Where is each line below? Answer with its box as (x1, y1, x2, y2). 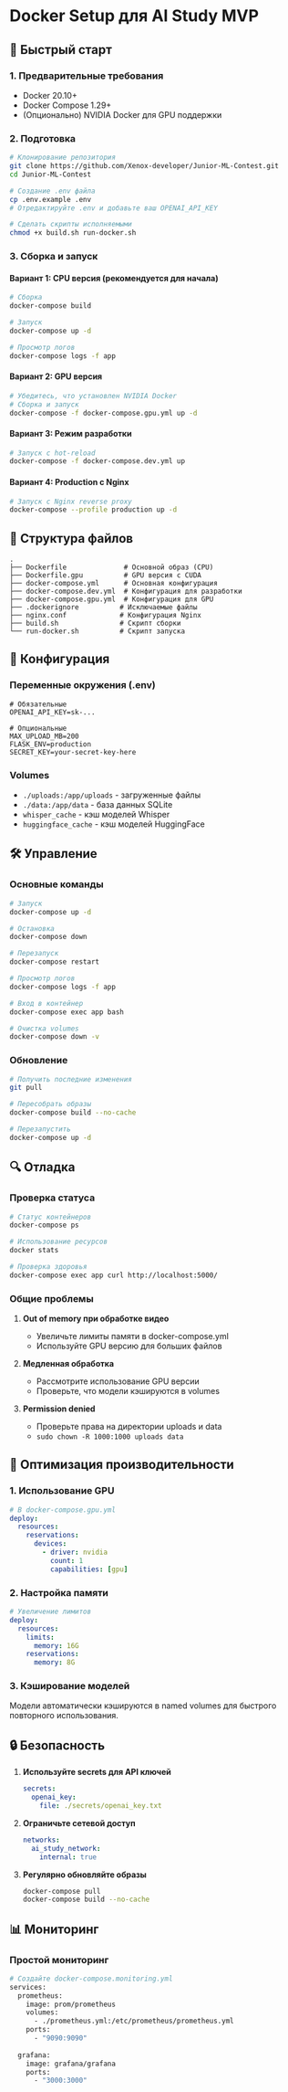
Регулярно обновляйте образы (22, 1869, 148, 1880)
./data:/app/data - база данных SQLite (22, 799, 173, 810)
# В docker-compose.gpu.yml (9, 1505, 117, 1515)
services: (9, 1982, 47, 1992)
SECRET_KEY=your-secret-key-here (9, 747, 137, 756)
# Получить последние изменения (9, 1074, 132, 1083)
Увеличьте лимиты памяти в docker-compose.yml (36, 1331, 230, 1342)
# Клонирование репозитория (9, 153, 117, 163)
